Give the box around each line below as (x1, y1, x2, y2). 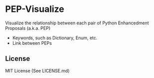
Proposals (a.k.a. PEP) (5, 25, 51, 31)
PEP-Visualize (5, 3, 65, 15)
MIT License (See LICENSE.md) (5, 68, 70, 74)
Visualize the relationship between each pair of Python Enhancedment (5, 20, 149, 26)
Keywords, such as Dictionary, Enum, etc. (12, 35, 98, 41)
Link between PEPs (12, 40, 52, 46)
